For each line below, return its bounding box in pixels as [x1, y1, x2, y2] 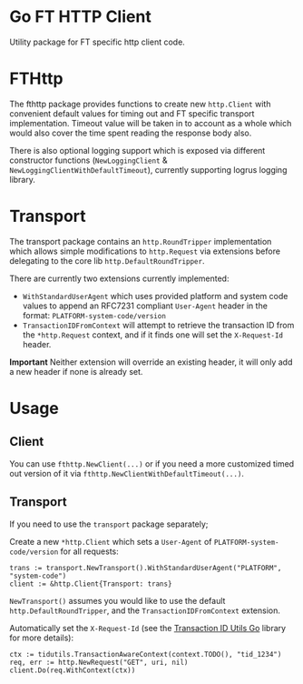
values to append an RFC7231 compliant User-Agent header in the [22, 300, 268, 311]
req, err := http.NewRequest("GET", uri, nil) [9, 658, 189, 667]
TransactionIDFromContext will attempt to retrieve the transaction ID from [22, 319, 295, 330]
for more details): [9, 632, 74, 643]
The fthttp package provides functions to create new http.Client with [9, 98, 271, 109]
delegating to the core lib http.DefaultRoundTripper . [9, 255, 205, 266]
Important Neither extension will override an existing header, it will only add [9, 357, 293, 367]
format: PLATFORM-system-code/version [22, 309, 166, 320]
